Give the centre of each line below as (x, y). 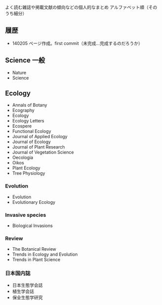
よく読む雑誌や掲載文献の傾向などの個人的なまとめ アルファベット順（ (77, 7)
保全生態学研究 (27, 297)
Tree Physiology (29, 173)
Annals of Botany (30, 105)
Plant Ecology (26, 168)
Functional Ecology (32, 131)
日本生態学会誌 (27, 285)
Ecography (23, 111)
